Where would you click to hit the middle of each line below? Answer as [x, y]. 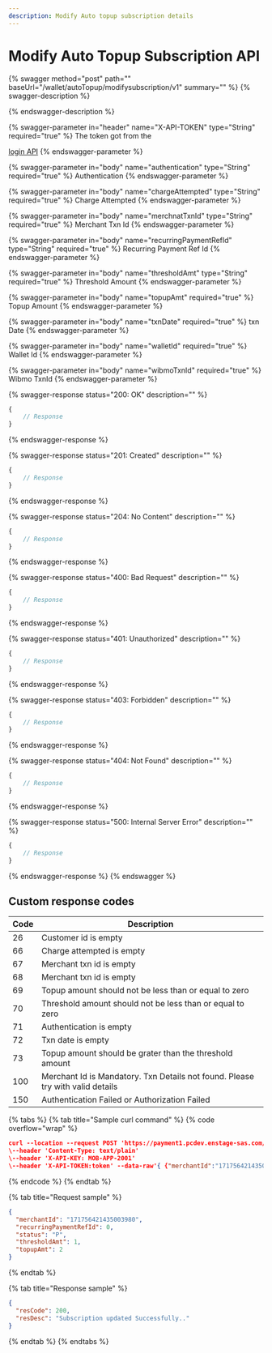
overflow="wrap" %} [43, 1129]
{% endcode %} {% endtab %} [60, 1181]
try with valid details [80, 1086]
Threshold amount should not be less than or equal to [143, 1004]
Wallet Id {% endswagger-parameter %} [76, 354]
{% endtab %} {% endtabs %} [59, 1341]
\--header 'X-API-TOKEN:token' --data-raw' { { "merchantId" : [112, 1166]
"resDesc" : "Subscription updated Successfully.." [103, 1318]
